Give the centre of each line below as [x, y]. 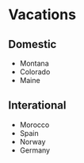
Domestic [32, 44]
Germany [34, 150]
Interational [37, 105]
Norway [32, 141]
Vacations [42, 15]
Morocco [34, 125]
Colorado [35, 72]
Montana [34, 63]
